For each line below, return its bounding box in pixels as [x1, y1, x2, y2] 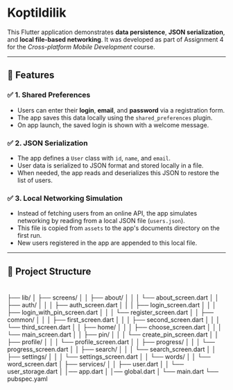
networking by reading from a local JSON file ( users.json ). [17, 217, 185, 225]
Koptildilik [7, 5, 67, 21]
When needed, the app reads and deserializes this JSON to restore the [17, 168, 220, 177]
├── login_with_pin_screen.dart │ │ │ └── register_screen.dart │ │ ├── [7, 308, 214, 316]
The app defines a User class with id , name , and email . [17, 154, 171, 162]
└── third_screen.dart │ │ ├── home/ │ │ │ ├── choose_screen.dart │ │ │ [7, 323, 222, 331]
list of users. [17, 176, 53, 184]
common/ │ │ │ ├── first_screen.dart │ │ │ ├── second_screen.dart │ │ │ [7, 315, 221, 324]
